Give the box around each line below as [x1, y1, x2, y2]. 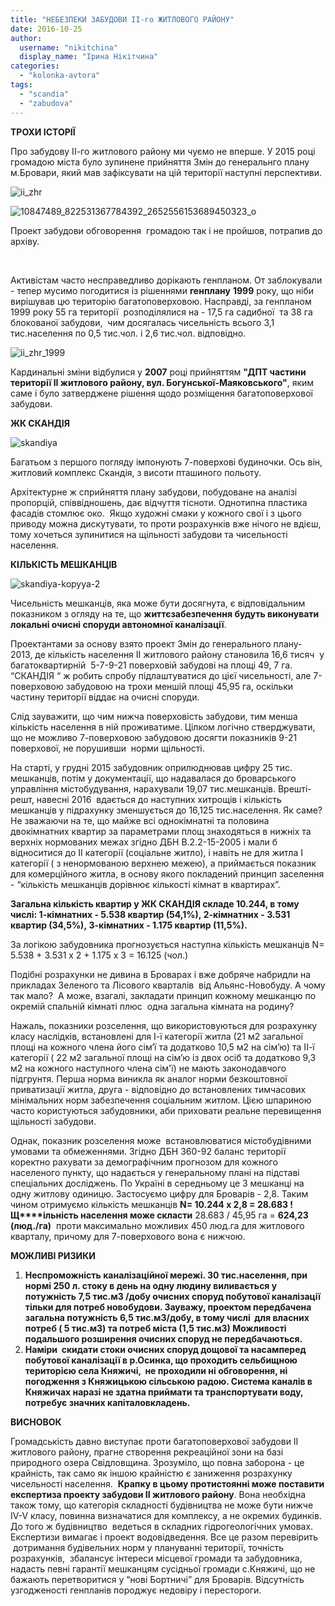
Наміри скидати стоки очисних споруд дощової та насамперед [24, 1343, 307, 1355]
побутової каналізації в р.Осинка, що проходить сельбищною [24, 1354, 298, 1366]
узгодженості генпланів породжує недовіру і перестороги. [10, 1584, 262, 1596]
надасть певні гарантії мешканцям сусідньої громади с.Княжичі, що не [10, 1562, 316, 1575]
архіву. [10, 235, 40, 247]
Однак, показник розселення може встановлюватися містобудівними [10, 1134, 312, 1146]
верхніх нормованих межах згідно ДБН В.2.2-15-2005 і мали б [10, 836, 278, 848]
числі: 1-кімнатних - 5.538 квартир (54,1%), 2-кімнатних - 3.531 [10, 908, 291, 920]
